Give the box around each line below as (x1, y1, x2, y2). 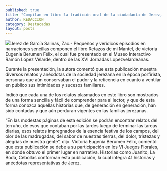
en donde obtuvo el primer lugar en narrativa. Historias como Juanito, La (5, 149, 155, 155)
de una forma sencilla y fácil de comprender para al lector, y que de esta (5, 97, 155, 103)
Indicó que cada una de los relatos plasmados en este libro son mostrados (5, 92, 159, 98)
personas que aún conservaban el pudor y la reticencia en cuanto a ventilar (5, 77, 161, 83)
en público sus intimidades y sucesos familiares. (5, 82, 105, 88)
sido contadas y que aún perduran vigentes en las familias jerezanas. (5, 108, 148, 114)
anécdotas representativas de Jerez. (5, 160, 81, 166)
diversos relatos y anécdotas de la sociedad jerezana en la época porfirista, (5, 71, 162, 78)
